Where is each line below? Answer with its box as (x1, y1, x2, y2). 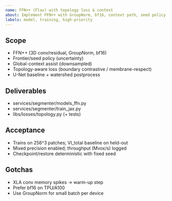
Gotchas (5, 166, 33, 174)
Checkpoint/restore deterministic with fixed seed (12, 150, 116, 157)
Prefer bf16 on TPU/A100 (12, 185, 65, 191)
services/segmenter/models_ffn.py (12, 100, 87, 106)
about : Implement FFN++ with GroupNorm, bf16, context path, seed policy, (5, 12, 168, 17)
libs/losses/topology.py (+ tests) (12, 111, 81, 117)
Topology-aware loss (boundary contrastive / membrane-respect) (12, 66, 152, 72)
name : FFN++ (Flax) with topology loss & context (5, 7, 114, 13)
